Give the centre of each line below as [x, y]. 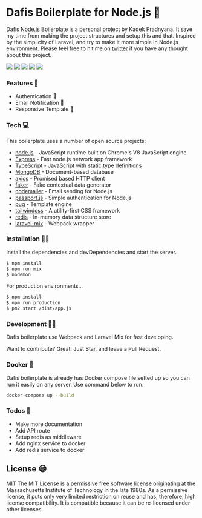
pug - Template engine [44, 204]
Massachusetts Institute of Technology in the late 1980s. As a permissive [97, 490]
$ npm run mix [24, 269]
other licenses [24, 509]
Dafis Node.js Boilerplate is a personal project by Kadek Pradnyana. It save [99, 29]
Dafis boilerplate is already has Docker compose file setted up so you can [98, 377]
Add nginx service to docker [50, 443]
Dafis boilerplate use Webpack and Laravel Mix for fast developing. [90, 337]
